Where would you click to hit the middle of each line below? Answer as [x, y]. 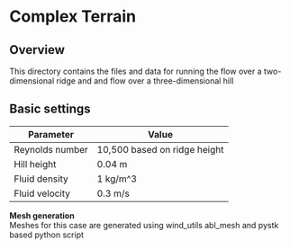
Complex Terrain [73, 17]
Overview [37, 50]
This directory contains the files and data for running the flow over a [136, 71]
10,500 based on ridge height [160, 149]
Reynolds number [51, 149]
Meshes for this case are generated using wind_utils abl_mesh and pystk [144, 225]
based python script [46, 235]
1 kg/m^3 [117, 179]
